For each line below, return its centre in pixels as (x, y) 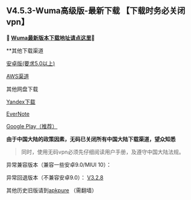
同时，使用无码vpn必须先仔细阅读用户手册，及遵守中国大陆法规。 (102, 152)
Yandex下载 (21, 102)
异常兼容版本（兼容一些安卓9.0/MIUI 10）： (59, 164)
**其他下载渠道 (25, 51)
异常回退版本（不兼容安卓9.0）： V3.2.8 (55, 177)
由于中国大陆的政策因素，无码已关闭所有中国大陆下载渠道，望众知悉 (91, 139)
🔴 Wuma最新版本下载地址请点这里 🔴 (50, 37)
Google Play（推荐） (32, 126)
